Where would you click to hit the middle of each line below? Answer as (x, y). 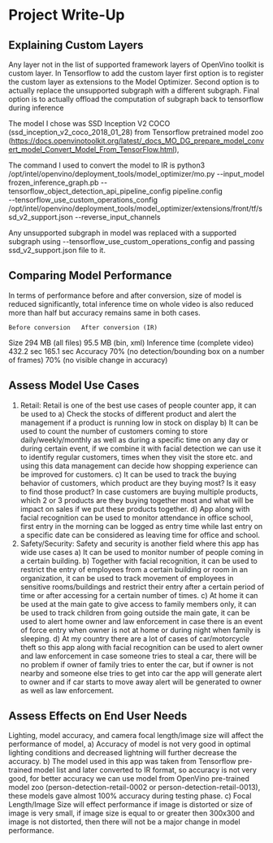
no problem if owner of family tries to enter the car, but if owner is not (137, 664)
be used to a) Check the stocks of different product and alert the (128, 413)
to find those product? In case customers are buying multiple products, (139, 491)
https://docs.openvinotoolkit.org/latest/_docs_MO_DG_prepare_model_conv (137, 141)
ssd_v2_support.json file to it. (57, 250)
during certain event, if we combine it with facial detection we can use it (141, 448)
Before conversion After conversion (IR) (83, 327)
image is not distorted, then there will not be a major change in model (125, 822)
